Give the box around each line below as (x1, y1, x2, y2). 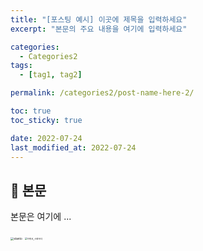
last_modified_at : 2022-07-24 (10, 142, 137, 153)
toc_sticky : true (10, 115, 83, 125)
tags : (10, 61, 33, 71)
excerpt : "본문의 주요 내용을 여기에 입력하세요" (10, 24, 188, 34)
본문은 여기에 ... (10, 211, 72, 223)
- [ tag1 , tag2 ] (19, 70, 83, 80)
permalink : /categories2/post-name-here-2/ (10, 88, 195, 98)
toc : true (10, 106, 52, 116)
